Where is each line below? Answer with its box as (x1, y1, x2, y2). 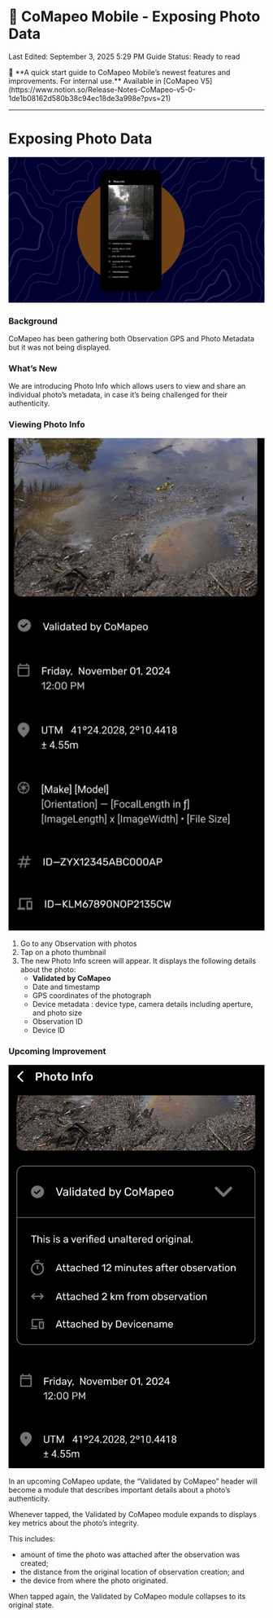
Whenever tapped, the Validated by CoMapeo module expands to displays (8, 1510, 258, 1519)
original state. (8, 1600, 54, 1610)
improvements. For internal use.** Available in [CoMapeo (8, 76, 199, 86)
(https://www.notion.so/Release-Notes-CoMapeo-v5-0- (8, 85, 197, 95)
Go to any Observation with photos (19, 939, 137, 948)
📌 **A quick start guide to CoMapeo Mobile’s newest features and (8, 67, 231, 77)
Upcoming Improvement (8, 1046, 106, 1057)
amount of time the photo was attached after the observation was (19, 1550, 240, 1559)
